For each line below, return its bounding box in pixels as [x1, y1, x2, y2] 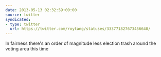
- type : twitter [5, 21, 40, 27]
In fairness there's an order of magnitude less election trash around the [5, 40, 156, 46]
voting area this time [5, 46, 49, 52]
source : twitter [5, 12, 40, 17]
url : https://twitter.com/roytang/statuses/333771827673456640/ [10, 26, 151, 32]
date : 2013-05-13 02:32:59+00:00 [5, 7, 77, 13]
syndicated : [5, 17, 31, 22]
